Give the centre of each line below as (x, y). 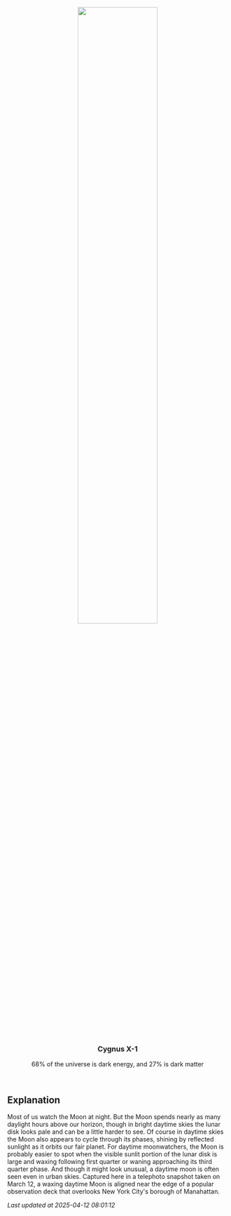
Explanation (34, 1100)
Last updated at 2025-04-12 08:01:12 (61, 1205)
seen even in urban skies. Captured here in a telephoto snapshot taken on (114, 1177)
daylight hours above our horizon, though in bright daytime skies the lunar (114, 1125)
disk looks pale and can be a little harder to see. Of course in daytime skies (115, 1132)
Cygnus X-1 (118, 1049)
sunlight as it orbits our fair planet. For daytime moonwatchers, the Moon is (115, 1147)
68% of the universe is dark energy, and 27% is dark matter (118, 1064)
